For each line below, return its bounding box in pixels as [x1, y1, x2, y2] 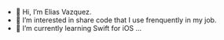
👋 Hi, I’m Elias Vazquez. [15, 8, 92, 16]
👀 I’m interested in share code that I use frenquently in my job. [15, 15, 217, 25]
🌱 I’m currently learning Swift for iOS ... [15, 24, 142, 32]
